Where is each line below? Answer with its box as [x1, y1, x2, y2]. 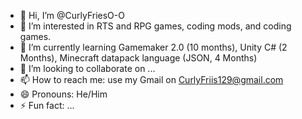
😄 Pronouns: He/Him [19, 88, 108, 100]
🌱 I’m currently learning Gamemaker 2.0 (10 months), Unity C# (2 [19, 41, 288, 53]
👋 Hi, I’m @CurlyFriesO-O [19, 10, 125, 21]
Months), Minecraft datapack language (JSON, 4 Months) [19, 52, 258, 64]
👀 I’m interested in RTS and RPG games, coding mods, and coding [19, 20, 292, 32]
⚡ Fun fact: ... [19, 100, 75, 111]
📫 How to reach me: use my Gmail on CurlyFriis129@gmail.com [19, 74, 284, 85]
